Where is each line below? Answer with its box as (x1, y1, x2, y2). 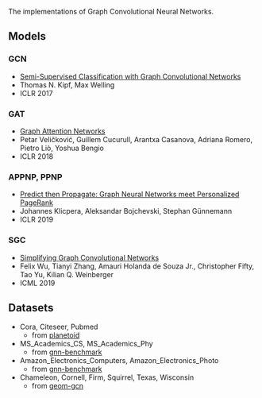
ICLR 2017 (19, 88, 53, 98)
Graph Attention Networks (19, 126, 106, 136)
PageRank (19, 198, 54, 207)
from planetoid (31, 330, 80, 340)
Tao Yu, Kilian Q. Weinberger (19, 269, 114, 279)
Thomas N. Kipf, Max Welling (19, 79, 115, 90)
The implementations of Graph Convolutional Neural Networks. (8, 7, 214, 16)
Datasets (8, 301, 54, 315)
